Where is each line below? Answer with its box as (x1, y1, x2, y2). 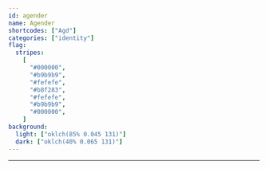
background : (8, 123, 48, 131)
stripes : (15, 49, 45, 57)
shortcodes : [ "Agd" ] (8, 26, 77, 34)
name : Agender (8, 19, 56, 27)
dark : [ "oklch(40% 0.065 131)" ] (15, 137, 124, 146)
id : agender (8, 11, 48, 20)
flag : (8, 41, 26, 49)
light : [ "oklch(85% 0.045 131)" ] (15, 130, 127, 138)
